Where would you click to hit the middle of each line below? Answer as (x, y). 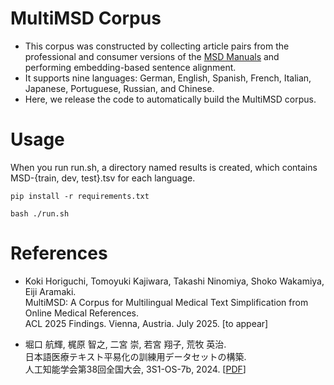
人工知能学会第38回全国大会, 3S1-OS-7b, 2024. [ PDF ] (135, 369)
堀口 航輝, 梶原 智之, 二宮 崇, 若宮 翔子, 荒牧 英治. (125, 344)
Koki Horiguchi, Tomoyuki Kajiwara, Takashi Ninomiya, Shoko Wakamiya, (174, 281)
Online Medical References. (81, 313)
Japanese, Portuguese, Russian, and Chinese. (119, 88)
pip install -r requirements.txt (80, 196)
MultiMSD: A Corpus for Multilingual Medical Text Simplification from (166, 302)
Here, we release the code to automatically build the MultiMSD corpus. (170, 99)
